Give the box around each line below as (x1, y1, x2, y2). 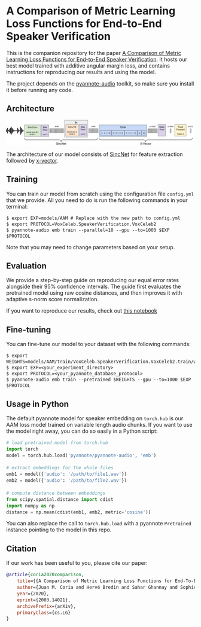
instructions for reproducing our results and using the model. (6, 68, 157, 75)
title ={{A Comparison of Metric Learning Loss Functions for (17, 578, 172, 584)
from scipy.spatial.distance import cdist (6, 496, 114, 503)
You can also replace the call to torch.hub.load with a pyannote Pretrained (6, 520, 191, 527)
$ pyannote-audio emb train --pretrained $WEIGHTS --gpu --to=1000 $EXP (6, 377, 191, 383)
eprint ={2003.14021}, (17, 597, 71, 603)
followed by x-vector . (6, 157, 59, 164)
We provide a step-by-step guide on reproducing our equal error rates (6, 277, 179, 284)
